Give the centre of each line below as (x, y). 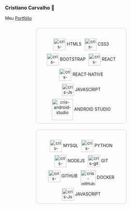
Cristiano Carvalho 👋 (30, 8)
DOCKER (105, 177)
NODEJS (76, 161)
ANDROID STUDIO (93, 109)
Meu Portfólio (19, 18)
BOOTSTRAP (73, 59)
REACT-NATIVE (88, 74)
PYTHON (103, 145)
